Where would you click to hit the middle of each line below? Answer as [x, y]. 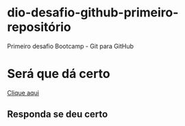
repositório [39, 27]
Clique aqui [23, 92]
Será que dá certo [59, 74]
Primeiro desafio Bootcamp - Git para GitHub [71, 46]
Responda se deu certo [58, 114]
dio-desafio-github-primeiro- [93, 13]
